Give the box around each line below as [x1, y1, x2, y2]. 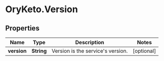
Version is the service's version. [51, 47, 128, 54]
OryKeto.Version [5, 4, 78, 15]
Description [75, 39, 104, 46]
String [31, 47, 47, 54]
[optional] [132, 47, 156, 54]
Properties [5, 24, 40, 33]
